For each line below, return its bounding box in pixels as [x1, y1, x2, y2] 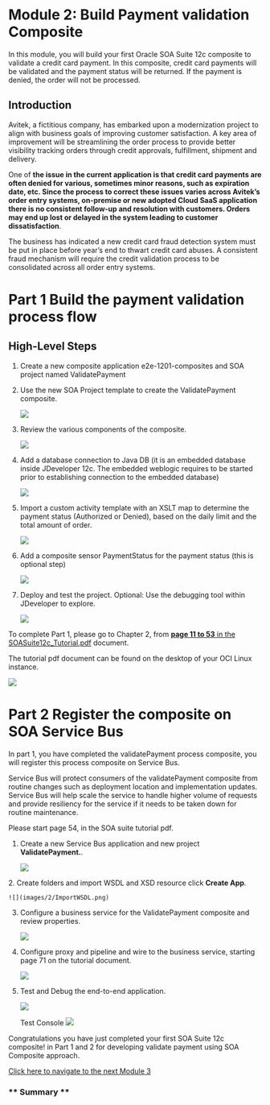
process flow [8, 308, 98, 325]
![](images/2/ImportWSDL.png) [8, 893, 110, 901]
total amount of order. [19, 519, 92, 529]
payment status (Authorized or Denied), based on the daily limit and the [19, 511, 257, 521]
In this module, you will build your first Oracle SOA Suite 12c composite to [8, 49, 252, 59]
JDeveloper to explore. [19, 598, 96, 608]
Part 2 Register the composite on [8, 705, 231, 723]
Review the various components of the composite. [19, 424, 187, 434]
